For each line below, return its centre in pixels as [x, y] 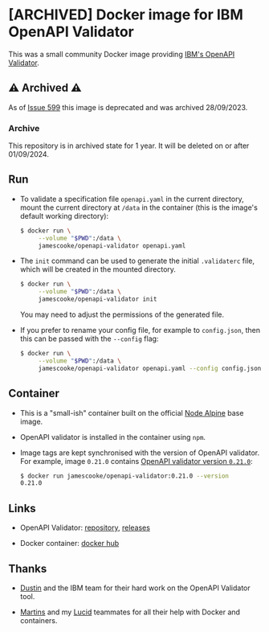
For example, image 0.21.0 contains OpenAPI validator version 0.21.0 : [136, 461]
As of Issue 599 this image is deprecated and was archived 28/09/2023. [128, 107]
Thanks [28, 568]
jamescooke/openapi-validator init [98, 299]
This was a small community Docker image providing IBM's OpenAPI [122, 54]
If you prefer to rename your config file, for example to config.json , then [140, 330]
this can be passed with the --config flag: [89, 339]
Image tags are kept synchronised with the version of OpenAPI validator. [140, 453]
